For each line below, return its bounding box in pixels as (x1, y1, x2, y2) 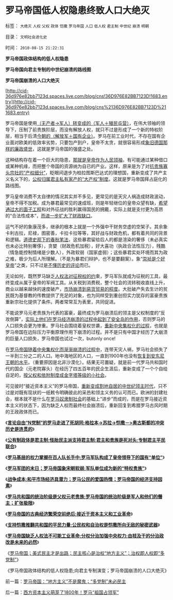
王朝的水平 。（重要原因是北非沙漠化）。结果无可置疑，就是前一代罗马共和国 (5, 359, 163, 365)
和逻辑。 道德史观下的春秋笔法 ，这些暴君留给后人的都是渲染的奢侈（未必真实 (5, 236, 168, 242)
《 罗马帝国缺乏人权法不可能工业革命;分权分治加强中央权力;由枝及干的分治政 (5, 533, 164, 539)
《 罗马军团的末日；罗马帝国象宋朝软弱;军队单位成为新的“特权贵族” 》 (5, 465, 147, 471)
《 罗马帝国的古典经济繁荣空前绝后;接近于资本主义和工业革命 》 (5, 511, 133, 517)
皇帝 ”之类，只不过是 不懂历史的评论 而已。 (5, 262, 94, 268)
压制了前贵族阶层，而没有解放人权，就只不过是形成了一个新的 (19, 126, 150, 133)
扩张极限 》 (14, 500, 35, 506)
